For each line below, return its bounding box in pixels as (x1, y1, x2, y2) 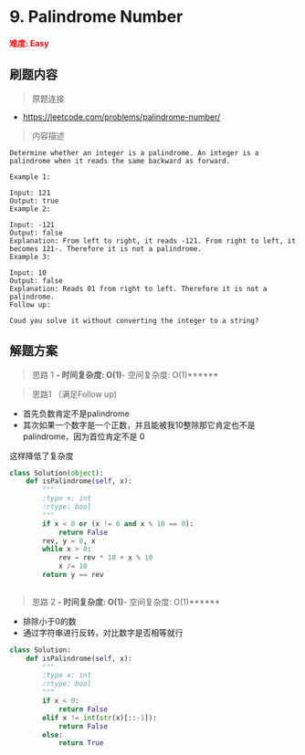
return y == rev (42, 571, 104, 580)
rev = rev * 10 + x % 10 (58, 553, 153, 562)
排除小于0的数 (22, 615, 77, 626)
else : (42, 730, 64, 739)
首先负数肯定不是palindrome (22, 408, 130, 419)
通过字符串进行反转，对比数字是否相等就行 (22, 627, 184, 638)
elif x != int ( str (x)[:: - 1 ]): (42, 713, 157, 722)
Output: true (9, 196, 59, 205)
